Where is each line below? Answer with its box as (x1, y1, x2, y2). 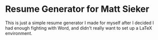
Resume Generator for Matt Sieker (5, 3, 150, 15)
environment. (5, 30, 32, 36)
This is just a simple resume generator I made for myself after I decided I (5, 20, 154, 26)
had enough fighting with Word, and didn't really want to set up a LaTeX (5, 25, 153, 31)
